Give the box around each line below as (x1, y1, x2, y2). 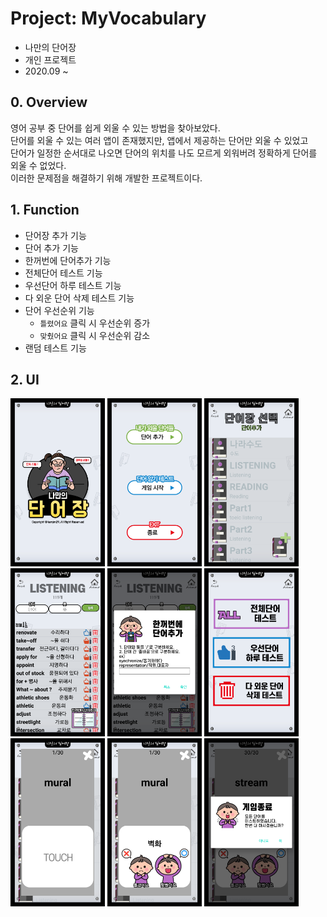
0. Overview (10, 94, 88, 111)
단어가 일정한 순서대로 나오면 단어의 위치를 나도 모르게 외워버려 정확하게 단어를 (10, 147, 318, 159)
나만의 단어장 (24, 41, 77, 53)
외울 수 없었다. (10, 159, 67, 171)
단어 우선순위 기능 (24, 304, 95, 316)
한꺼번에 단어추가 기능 (24, 254, 112, 266)
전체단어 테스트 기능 (24, 267, 103, 279)
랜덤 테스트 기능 (24, 342, 87, 354)
